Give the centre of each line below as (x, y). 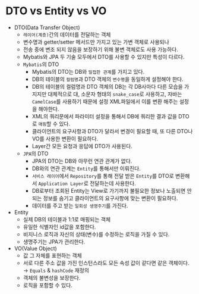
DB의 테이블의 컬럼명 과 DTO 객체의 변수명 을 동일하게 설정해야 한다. (108, 79)
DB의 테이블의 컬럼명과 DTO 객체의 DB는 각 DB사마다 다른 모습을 (107, 86)
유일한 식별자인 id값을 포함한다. (59, 227)
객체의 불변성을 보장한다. (52, 277)
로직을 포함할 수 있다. (48, 285)
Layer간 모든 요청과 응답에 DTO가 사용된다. (82, 146)
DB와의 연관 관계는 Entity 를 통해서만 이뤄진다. (86, 168)
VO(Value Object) (35, 248)
